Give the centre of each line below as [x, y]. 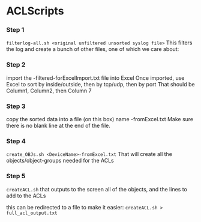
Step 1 [15, 30]
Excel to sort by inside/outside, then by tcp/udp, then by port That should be [100, 84]
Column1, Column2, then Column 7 [49, 91]
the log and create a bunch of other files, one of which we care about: [93, 49]
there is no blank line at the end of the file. [58, 126]
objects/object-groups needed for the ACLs [60, 161]
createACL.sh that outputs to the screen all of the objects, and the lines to [97, 189]
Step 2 [16, 65]
